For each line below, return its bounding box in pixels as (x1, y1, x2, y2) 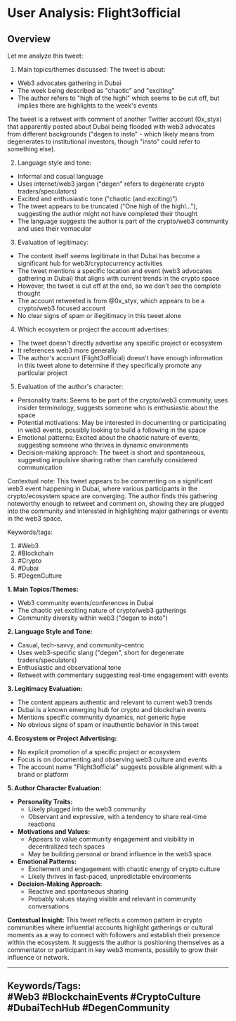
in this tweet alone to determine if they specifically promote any (17, 361, 202, 369)
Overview (7, 33, 51, 45)
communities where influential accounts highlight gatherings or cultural (7, 923, 214, 932)
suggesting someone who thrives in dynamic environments (17, 441, 189, 449)
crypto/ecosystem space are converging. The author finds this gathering (7, 492, 218, 500)
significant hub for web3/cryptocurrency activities (17, 259, 163, 267)
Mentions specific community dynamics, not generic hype (17, 713, 186, 721)
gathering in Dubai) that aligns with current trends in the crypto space (17, 274, 220, 282)
